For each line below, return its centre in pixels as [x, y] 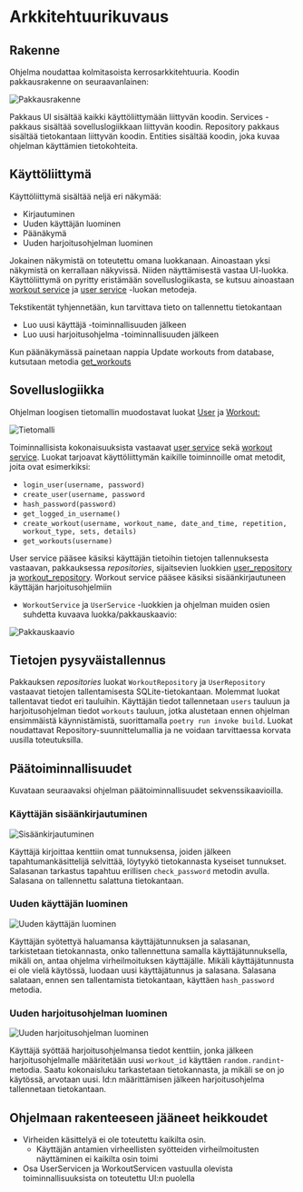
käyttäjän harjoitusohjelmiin [60, 587]
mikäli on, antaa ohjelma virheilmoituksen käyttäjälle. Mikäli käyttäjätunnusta [152, 960]
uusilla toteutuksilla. [46, 740]
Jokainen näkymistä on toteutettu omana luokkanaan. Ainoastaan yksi [140, 260]
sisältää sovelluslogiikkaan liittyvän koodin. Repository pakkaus [161, 126]
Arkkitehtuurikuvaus [89, 17]
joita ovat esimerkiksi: [50, 466]
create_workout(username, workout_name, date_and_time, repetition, [155, 523]
